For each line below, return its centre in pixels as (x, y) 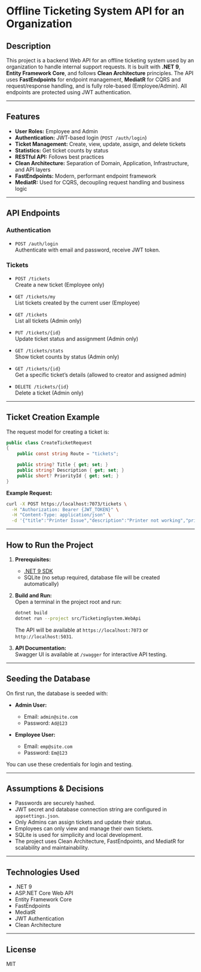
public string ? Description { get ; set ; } (71, 470)
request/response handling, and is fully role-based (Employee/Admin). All (97, 86)
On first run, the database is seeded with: (57, 693)
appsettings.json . (37, 816)
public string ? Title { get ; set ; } (63, 465)
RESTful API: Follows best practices (60, 157)
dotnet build (31, 613)
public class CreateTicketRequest (49, 442)
